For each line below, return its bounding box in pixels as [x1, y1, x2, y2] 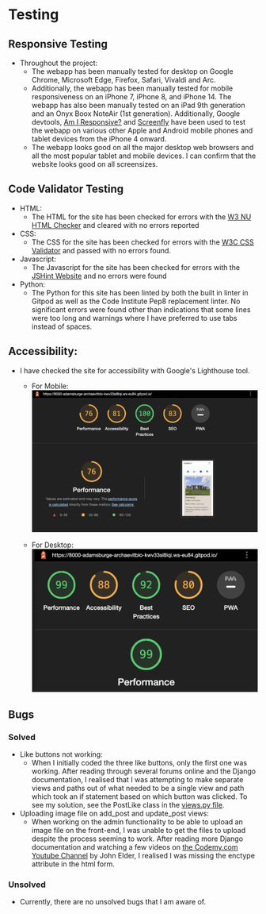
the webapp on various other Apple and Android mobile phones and [31, 125, 253, 135]
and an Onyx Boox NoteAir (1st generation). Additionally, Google [31, 109, 241, 118]
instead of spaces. [31, 322, 93, 331]
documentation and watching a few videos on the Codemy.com [31, 843, 239, 852]
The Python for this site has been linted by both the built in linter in [31, 287, 249, 297]
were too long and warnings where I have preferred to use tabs [31, 313, 237, 322]
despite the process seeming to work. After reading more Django [31, 834, 244, 843]
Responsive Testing [8, 37, 108, 51]
